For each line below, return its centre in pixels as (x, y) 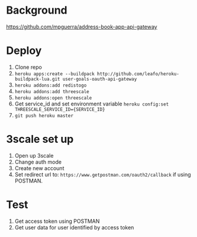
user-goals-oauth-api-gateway (100, 79)
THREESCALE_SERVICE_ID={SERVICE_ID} (60, 109)
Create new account (39, 168)
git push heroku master (44, 116)
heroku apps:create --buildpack (54, 74)
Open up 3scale (34, 155)
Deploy (24, 51)
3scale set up (40, 139)
